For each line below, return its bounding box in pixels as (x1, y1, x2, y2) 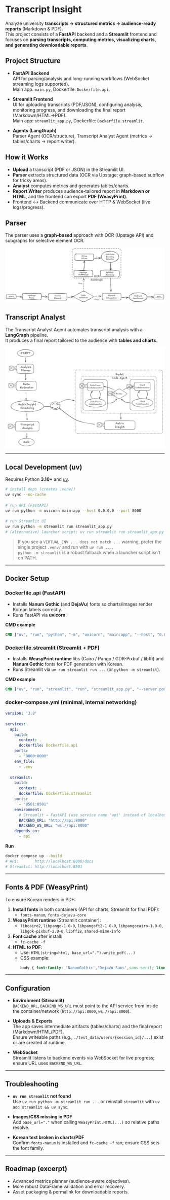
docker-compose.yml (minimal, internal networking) (5, 698, 137, 705)
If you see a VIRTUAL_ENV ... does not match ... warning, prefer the (17, 539, 162, 545)
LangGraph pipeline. (5, 332, 49, 338)
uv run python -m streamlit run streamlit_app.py (5, 524, 112, 530)
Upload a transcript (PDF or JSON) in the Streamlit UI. (12, 166, 125, 172)
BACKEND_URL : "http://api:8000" (18, 818, 87, 823)
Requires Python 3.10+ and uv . (5, 476, 69, 482)
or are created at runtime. (12, 1040, 66, 1046)
